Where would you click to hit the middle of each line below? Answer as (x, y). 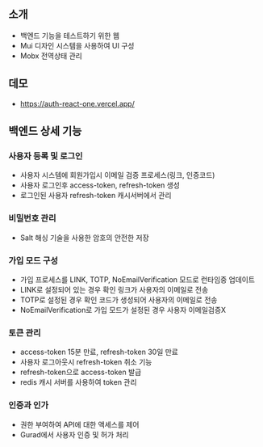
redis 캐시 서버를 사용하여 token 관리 (78, 382)
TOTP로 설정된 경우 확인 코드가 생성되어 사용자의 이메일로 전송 (119, 299)
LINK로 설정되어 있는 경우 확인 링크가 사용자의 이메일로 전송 (114, 289)
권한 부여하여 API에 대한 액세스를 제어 (79, 424)
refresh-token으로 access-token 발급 (81, 372)
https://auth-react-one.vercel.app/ (77, 103)
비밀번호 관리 (32, 218)
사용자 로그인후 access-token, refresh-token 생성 (100, 185)
